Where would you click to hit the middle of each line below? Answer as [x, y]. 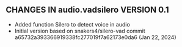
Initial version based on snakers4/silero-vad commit [80, 31]
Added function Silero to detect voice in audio [72, 24]
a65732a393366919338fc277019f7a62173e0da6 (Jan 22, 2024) [95, 37]
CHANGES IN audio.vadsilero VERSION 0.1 [87, 10]
